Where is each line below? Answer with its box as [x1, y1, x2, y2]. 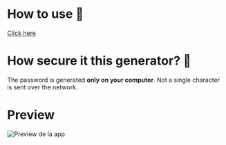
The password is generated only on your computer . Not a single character [7, 76, 220, 84]
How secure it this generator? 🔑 [7, 53, 191, 69]
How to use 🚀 [7, 6, 84, 22]
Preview [7, 107, 55, 123]
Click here [7, 29, 37, 37]
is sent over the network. [7, 82, 78, 91]
